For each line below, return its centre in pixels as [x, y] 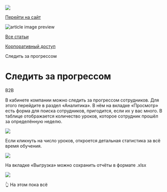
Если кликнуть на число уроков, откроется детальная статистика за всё [83, 140]
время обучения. [24, 146]
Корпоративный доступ [31, 46]
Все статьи [17, 37]
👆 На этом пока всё [26, 184]
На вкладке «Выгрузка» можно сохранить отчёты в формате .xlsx [76, 165]
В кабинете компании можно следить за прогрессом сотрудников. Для [82, 100]
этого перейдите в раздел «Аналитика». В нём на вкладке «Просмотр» [82, 105]
